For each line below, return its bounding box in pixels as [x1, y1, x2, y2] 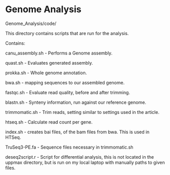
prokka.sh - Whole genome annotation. [5, 70, 87, 76]
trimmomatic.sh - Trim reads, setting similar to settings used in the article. [5, 109, 160, 115]
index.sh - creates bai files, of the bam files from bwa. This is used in [5, 129, 150, 135]
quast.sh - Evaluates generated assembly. [5, 60, 93, 66]
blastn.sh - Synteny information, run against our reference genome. [5, 99, 146, 105]
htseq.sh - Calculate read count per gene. [5, 119, 93, 125]
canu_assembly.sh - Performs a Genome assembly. [5, 50, 113, 56]
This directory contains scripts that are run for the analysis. [5, 30, 129, 36]
